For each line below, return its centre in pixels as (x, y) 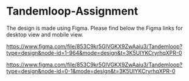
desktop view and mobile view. (45, 34)
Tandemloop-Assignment (72, 11)
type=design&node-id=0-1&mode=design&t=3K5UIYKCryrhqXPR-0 (91, 71)
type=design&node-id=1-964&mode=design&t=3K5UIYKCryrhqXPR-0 (94, 52)
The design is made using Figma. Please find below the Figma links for (95, 28)
